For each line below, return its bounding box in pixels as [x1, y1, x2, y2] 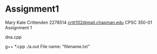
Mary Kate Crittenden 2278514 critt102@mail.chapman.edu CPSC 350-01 [5, 19, 153, 25]
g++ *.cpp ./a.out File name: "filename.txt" [5, 43, 90, 49]
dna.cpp [5, 34, 22, 40]
